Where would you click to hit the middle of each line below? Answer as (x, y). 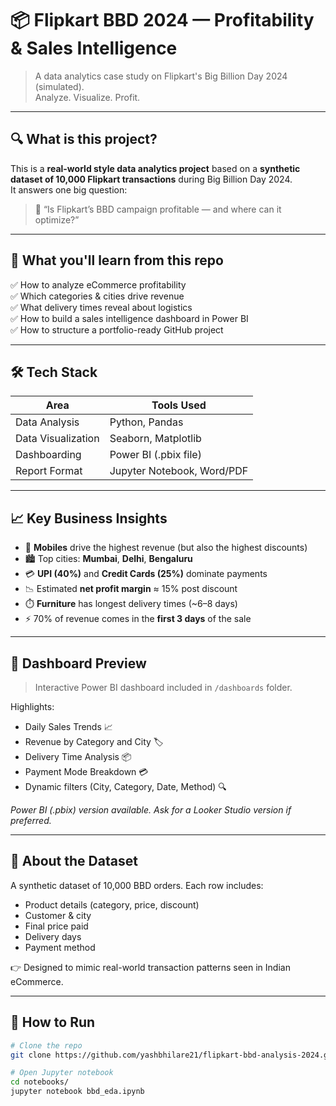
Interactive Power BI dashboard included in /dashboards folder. (163, 687)
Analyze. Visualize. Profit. (87, 97)
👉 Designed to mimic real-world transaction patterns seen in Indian (150, 967)
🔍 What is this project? (84, 139)
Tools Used (179, 405)
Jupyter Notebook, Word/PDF (179, 471)
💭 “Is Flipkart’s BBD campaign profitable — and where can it (158, 209)
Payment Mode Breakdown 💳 (86, 771)
